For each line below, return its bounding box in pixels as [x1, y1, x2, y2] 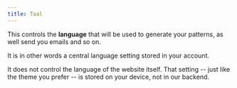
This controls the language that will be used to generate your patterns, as [7, 30, 223, 38]
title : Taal [7, 10, 43, 18]
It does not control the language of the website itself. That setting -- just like [7, 65, 231, 73]
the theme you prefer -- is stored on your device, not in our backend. [7, 72, 210, 81]
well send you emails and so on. [7, 37, 102, 46]
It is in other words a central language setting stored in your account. [7, 51, 210, 60]
